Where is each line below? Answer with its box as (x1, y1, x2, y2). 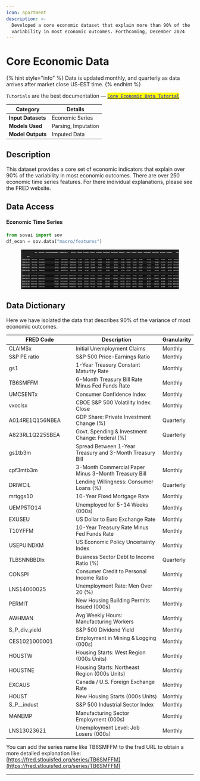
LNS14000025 (8, 585, 46, 592)
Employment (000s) (76, 716, 125, 723)
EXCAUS (8, 682, 30, 689)
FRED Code (26, 336, 54, 343)
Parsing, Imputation (51, 123, 99, 130)
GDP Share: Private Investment (76, 414, 151, 421)
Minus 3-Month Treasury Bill (76, 470, 147, 477)
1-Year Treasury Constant (76, 361, 140, 368)
